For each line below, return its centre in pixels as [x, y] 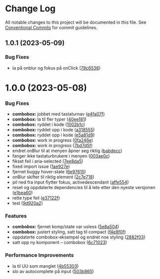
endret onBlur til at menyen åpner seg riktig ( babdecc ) [67, 151]
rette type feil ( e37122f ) [36, 198]
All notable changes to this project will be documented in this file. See [76, 22]
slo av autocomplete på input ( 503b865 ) [53, 271]
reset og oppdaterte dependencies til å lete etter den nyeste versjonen [84, 188]
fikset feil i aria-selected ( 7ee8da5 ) [48, 161]
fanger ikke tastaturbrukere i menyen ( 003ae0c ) [61, 156]
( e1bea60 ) [22, 193]
